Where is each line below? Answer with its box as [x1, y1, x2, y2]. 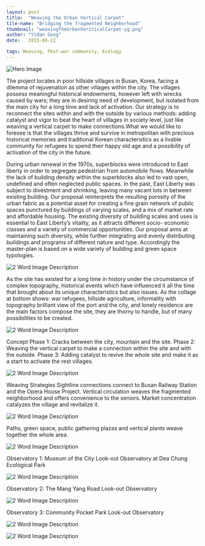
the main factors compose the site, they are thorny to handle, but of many [6, 307, 192, 315]
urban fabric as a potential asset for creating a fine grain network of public [6, 200, 195, 207]
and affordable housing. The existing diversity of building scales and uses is [6, 212, 198, 220]
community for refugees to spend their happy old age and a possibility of [6, 142, 191, 149]
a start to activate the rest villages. [6, 357, 94, 365]
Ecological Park [6, 461, 46, 468]
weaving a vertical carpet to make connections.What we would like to [6, 122, 182, 130]
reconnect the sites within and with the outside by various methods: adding [6, 110, 196, 117]
